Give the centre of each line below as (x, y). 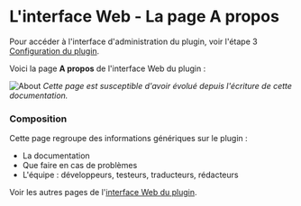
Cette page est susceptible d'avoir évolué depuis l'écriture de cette (168, 85)
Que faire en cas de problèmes (80, 166)
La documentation (56, 156)
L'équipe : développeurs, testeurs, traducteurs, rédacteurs (130, 175)
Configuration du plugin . (55, 50)
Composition (38, 119)
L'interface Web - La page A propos (144, 17)
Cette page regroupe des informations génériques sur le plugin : (128, 139)
